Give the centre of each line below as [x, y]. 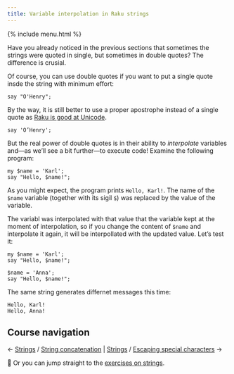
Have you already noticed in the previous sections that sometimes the [108, 47]
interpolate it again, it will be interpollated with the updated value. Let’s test [116, 234]
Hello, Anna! [26, 311]
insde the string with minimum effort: [61, 83]
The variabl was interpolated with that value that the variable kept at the [111, 218]
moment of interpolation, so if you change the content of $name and [104, 226]
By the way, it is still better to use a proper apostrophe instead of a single [113, 109]
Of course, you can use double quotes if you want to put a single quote [110, 76]
